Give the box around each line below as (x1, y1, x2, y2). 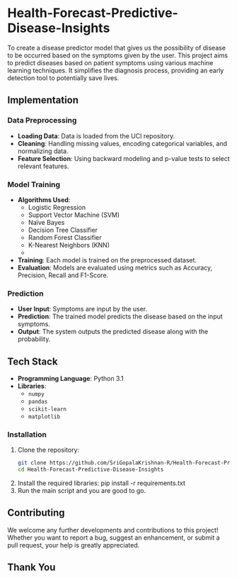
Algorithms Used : (17, 195, 71, 204)
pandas (28, 399, 48, 406)
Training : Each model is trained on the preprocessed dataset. (17, 255, 197, 264)
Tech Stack (7, 355, 58, 367)
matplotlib (28, 413, 61, 421)
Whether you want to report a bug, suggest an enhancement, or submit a (7, 533, 221, 542)
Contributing (7, 507, 65, 519)
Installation (7, 429, 47, 439)
